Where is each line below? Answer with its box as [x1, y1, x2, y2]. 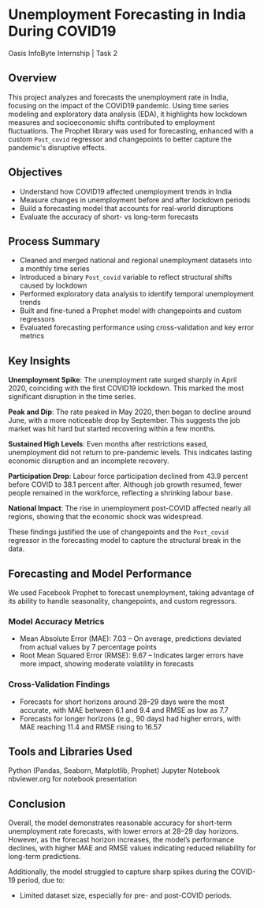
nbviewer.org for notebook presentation [8, 774, 137, 784]
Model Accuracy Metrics [8, 616, 105, 627]
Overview [8, 71, 58, 85]
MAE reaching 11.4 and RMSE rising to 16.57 [19, 722, 162, 732]
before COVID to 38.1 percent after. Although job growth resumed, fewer [8, 480, 243, 489]
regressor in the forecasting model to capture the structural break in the [8, 536, 242, 545]
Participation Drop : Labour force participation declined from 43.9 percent [8, 472, 248, 481]
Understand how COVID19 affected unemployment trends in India [19, 186, 232, 196]
